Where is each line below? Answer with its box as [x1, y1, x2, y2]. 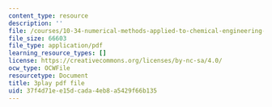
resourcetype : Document [8, 72, 89, 80]
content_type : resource [8, 11, 89, 20]
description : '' [8, 19, 63, 27]
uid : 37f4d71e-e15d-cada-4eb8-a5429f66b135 [8, 86, 158, 95]
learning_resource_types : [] [8, 49, 107, 57]
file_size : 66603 [8, 34, 67, 43]
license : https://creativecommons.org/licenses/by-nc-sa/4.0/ [8, 57, 223, 65]
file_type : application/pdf [8, 42, 104, 50]
